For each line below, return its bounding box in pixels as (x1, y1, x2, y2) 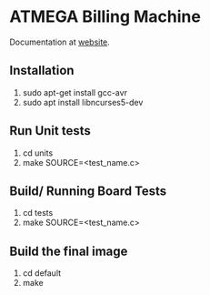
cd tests (22, 208, 54, 219)
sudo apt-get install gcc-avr (22, 86, 127, 97)
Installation (9, 63, 75, 78)
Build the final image (9, 243, 128, 259)
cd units (22, 147, 54, 158)
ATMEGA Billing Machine (9, 6, 202, 27)
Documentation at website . (9, 36, 111, 47)
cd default (22, 268, 62, 279)
